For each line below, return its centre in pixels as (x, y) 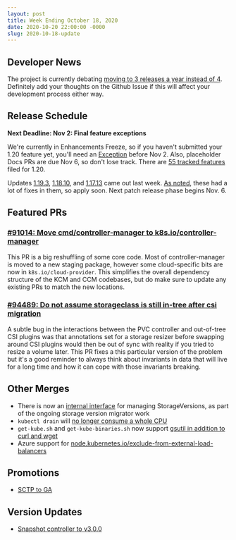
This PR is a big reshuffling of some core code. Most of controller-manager (116, 257)
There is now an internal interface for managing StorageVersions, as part (123, 405)
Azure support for (43, 443)
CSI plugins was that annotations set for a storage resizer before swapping (116, 336)
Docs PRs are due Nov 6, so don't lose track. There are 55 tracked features (116, 161)
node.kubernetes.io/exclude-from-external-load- (142, 443)
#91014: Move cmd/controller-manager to (80, 233)
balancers (32, 450)
